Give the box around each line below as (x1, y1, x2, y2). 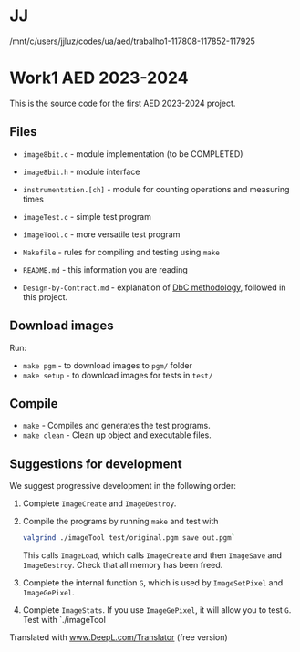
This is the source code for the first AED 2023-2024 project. (9, 98, 236, 109)
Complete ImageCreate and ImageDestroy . (22, 498, 177, 509)
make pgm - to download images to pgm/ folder (22, 359, 193, 370)
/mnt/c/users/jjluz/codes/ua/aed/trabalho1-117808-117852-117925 (9, 36, 255, 47)
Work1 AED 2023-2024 (9, 67, 189, 88)
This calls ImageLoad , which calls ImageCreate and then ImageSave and (22, 550, 283, 561)
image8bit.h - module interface (22, 166, 140, 177)
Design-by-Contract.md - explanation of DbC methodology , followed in (22, 282, 286, 293)
